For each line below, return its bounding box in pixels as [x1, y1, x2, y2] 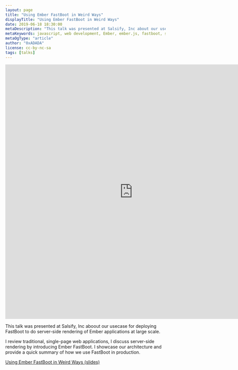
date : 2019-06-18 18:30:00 [5, 21, 63, 27]
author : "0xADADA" [5, 41, 44, 46]
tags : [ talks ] [5, 50, 36, 55]
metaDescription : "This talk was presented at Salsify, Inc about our [5, 26, 158, 32]
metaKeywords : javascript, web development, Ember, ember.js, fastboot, [5, 31, 163, 36]
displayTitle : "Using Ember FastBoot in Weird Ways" [5, 17, 120, 22]
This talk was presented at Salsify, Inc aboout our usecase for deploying [5, 323, 157, 329]
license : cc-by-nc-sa [5, 45, 51, 50]
